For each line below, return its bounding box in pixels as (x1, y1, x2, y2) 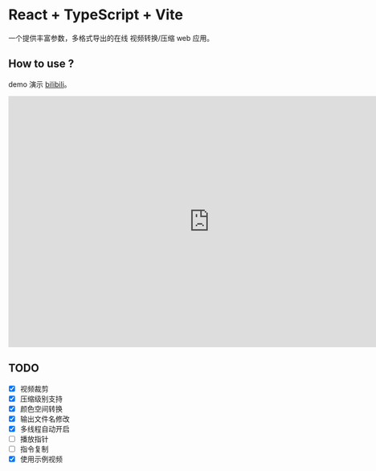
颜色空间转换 (19, 403, 63, 413)
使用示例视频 (19, 454, 63, 464)
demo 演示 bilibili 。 (8, 79, 72, 89)
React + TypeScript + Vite (8, 6, 183, 24)
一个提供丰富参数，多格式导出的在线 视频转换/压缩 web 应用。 (8, 33, 215, 43)
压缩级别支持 (19, 394, 63, 403)
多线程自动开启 (19, 424, 70, 433)
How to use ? (8, 57, 75, 71)
